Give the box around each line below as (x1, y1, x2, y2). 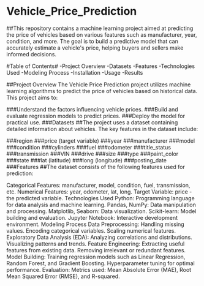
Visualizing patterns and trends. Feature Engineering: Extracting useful (6, 240, 185, 247)
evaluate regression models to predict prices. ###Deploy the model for (6, 112, 186, 119)
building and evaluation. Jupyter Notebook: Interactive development (6, 214, 178, 221)
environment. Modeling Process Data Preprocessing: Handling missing (6, 220, 185, 228)
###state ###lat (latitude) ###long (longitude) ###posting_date (6, 156, 167, 164)
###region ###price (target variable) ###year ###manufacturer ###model (6, 137, 195, 145)
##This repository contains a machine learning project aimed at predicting (6, 24, 194, 32)
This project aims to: (6, 94, 58, 101)
